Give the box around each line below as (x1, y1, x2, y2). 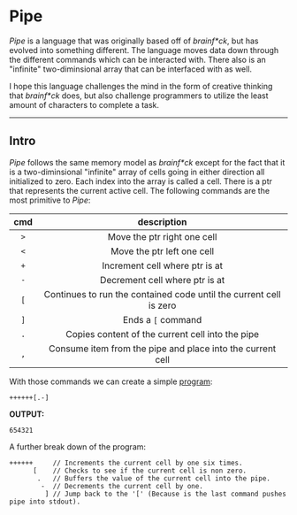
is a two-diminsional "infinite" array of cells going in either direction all (9, 166, 265, 177)
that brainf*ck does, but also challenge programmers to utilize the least (9, 90, 269, 101)
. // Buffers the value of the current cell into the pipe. (36, 473, 271, 483)
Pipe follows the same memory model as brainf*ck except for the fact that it (9, 157, 286, 167)
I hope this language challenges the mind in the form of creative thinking (9, 81, 273, 91)
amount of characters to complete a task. (9, 99, 160, 110)
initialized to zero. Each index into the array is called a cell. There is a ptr (9, 175, 272, 187)
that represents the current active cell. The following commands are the (9, 185, 270, 196)
